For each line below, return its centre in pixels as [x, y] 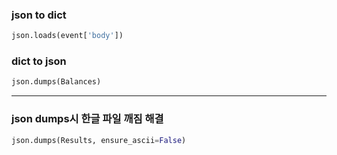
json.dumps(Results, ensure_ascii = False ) [99, 140]
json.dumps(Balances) [56, 82]
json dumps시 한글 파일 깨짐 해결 [87, 119]
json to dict [39, 15]
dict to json [39, 61]
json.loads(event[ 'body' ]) [67, 36]
